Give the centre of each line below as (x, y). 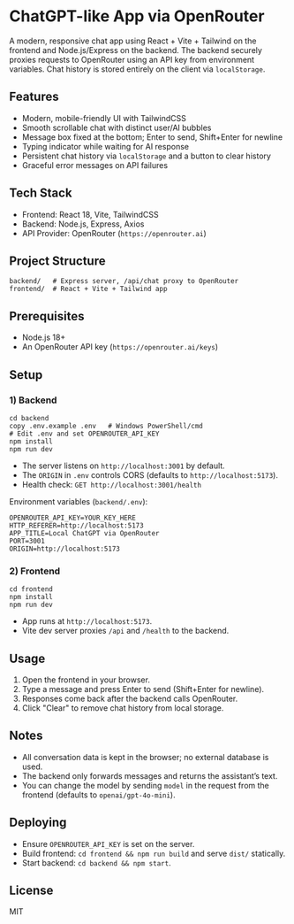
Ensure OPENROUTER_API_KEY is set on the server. (108, 843)
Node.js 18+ (44, 337)
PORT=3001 (27, 541)
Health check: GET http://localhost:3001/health (111, 484)
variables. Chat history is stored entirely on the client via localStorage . (137, 69)
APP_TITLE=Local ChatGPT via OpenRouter (85, 533)
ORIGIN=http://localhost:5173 (65, 549)
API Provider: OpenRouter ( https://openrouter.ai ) (114, 233)
